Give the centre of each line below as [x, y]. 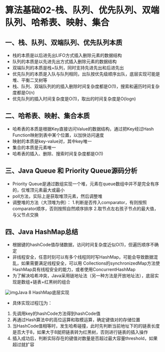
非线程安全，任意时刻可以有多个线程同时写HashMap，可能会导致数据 [83, 257]
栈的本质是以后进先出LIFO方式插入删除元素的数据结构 [67, 55]
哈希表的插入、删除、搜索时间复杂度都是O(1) [58, 153]
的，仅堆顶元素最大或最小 [38, 190]
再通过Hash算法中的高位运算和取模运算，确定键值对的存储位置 [76, 320]
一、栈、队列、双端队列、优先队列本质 [64, 42]
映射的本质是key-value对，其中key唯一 [52, 141]
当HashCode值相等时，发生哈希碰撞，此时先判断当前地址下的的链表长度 [86, 326]
